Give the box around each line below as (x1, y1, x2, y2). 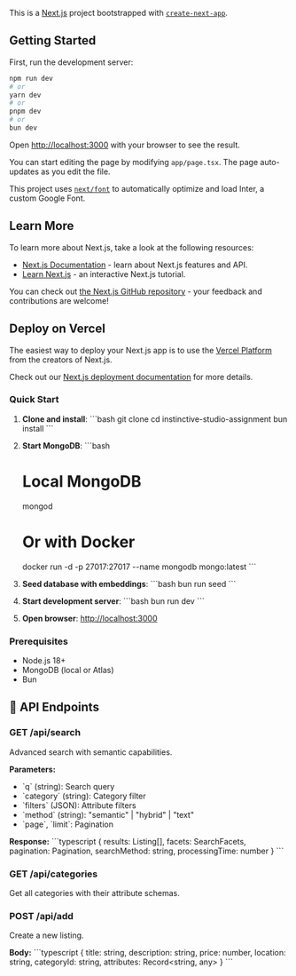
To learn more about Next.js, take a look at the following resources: (9, 242, 254, 252)
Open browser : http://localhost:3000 (21, 613, 158, 623)
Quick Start (9, 393, 59, 406)
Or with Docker (21, 532, 136, 551)
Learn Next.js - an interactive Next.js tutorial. (21, 268, 186, 279)
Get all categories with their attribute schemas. (9, 888, 180, 899)
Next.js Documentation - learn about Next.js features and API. (21, 259, 248, 270)
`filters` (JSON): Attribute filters (21, 799, 136, 811)
